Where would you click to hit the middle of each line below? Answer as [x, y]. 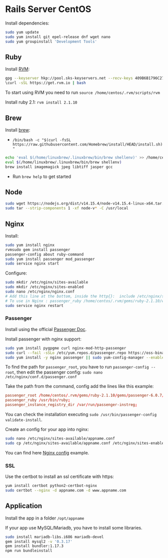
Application [24, 506]
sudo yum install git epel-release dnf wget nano [58, 37]
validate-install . [24, 420]
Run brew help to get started [42, 176]
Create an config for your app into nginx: [47, 429]
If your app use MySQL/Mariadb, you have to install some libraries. [74, 527]
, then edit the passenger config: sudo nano [58, 372]
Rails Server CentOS [48, 9]
